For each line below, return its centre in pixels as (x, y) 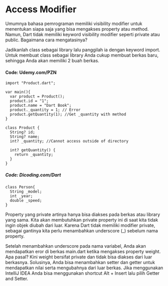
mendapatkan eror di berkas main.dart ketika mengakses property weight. (83, 252)
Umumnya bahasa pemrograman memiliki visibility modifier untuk (74, 23)
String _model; (26, 192)
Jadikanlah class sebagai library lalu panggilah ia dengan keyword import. (83, 50)
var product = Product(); (37, 97)
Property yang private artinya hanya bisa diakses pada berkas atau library (83, 214)
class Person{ (20, 187)
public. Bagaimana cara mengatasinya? (46, 40)
